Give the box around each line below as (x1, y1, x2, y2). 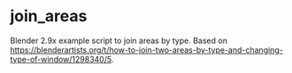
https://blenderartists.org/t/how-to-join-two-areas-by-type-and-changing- (10, 44, 284, 55)
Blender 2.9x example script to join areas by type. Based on (10, 35, 228, 46)
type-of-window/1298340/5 (10, 54, 111, 64)
